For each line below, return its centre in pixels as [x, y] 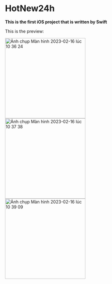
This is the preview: [24, 31]
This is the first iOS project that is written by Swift [56, 22]
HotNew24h [30, 8]
